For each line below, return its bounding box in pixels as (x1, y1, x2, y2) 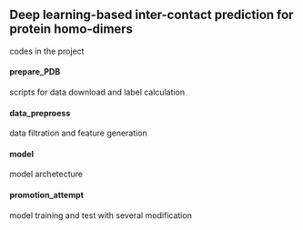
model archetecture (9, 168, 84, 180)
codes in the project (9, 45, 85, 56)
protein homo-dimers (9, 22, 134, 37)
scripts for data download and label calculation (9, 86, 186, 98)
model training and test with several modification (9, 209, 193, 221)
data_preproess (9, 107, 71, 118)
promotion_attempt (9, 190, 85, 201)
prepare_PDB (9, 66, 61, 77)
